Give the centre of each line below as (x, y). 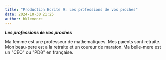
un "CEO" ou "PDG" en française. (39, 52)
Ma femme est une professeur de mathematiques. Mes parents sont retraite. (83, 42)
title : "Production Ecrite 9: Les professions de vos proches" (72, 10)
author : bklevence (24, 19)
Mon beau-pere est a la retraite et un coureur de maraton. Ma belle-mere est (83, 47)
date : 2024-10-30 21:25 (30, 14)
